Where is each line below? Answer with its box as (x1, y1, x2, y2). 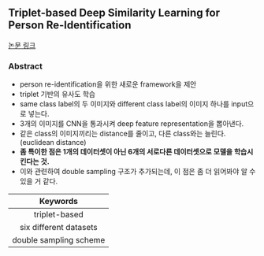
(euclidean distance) (19, 138, 87, 147)
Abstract (8, 61, 43, 72)
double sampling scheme (12, 235, 106, 246)
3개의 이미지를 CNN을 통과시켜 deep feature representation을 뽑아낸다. (19, 119, 244, 128)
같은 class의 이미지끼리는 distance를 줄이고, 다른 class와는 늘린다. (19, 129, 226, 139)
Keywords (39, 196, 79, 207)
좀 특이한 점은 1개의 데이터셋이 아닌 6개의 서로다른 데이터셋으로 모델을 (19, 147, 233, 157)
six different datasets (19, 222, 98, 233)
